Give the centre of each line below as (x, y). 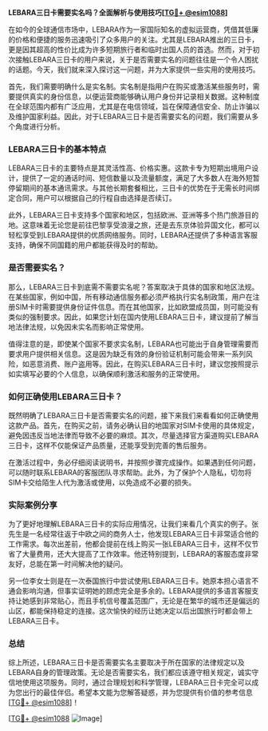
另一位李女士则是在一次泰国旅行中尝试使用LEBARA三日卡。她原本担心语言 (130, 581)
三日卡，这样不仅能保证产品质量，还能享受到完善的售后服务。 (110, 445)
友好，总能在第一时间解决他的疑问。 (68, 564)
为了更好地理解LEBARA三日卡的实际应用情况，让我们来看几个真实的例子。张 (134, 524)
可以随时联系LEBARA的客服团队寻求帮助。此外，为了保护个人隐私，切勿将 (130, 472)
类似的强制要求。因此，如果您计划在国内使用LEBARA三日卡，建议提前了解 (130, 317)
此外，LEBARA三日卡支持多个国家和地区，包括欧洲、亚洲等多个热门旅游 (126, 215)
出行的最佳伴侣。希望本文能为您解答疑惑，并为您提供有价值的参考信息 (137, 693)
